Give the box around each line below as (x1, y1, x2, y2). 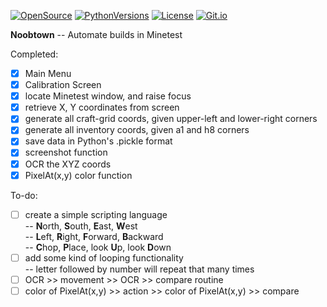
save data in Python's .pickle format (24, 135, 173, 147)
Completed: (10, 48, 59, 60)
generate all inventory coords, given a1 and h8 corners (24, 124, 250, 136)
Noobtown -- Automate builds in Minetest (10, 29, 183, 40)
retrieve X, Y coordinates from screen (24, 101, 180, 114)
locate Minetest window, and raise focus (24, 90, 192, 102)
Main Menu (24, 68, 72, 79)
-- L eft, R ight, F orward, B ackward (24, 230, 164, 242)
